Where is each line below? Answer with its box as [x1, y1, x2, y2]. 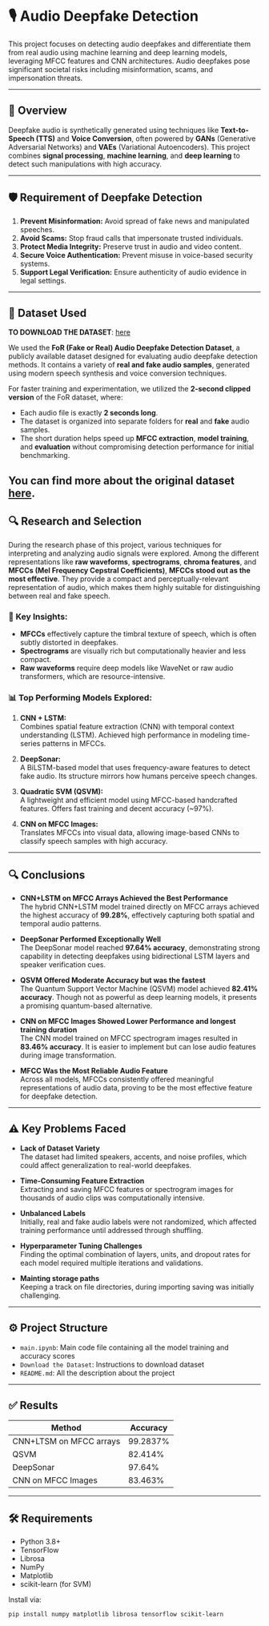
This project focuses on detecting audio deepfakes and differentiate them [8, 38, 251, 49]
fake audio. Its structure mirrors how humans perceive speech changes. [19, 771, 258, 781]
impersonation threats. [8, 73, 83, 82]
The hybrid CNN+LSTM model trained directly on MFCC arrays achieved [19, 901, 260, 911]
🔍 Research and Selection [8, 515, 142, 528]
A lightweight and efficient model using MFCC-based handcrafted [19, 795, 238, 805]
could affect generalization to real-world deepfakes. [19, 1160, 192, 1170]
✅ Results [8, 1399, 58, 1412]
